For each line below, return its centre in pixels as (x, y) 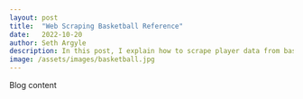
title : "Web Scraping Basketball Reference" (96, 26)
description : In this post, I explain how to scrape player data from (145, 51)
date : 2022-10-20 (46, 34)
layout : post (34, 18)
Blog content (33, 85)
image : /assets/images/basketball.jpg (82, 59)
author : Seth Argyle (48, 43)
